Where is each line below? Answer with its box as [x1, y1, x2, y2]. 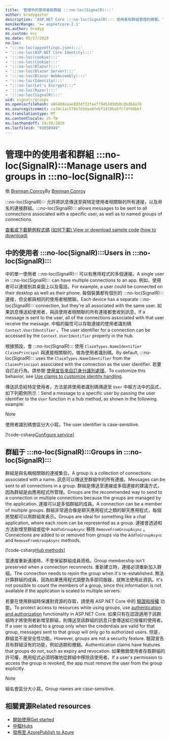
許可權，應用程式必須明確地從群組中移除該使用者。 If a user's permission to [5, 654, 162, 660]
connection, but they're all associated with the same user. [35, 302, 156, 309]
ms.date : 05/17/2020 [5, 36, 49, 41]
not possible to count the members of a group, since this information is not [5, 582, 161, 589]
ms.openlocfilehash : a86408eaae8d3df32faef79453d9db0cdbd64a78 [5, 102, 142, 107]
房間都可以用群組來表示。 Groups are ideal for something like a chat [5, 514, 146, 520]
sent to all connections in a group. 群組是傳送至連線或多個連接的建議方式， [5, 483, 162, 489]
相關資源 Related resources [5, 702, 91, 711]
